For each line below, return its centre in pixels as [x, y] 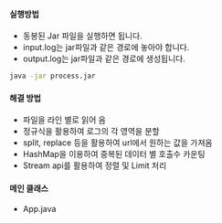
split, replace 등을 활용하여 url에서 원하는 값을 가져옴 [117, 143]
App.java [39, 209]
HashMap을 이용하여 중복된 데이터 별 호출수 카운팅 [114, 154]
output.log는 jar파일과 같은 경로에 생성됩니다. [104, 58]
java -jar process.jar [53, 76]
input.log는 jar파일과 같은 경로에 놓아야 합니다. [106, 48]
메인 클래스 [29, 188]
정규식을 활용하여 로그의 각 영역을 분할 [91, 132]
